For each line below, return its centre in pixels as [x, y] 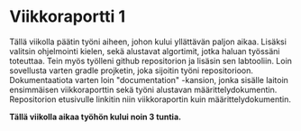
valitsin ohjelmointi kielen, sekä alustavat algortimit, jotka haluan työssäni [145, 51]
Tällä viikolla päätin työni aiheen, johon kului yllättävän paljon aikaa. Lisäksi [148, 42]
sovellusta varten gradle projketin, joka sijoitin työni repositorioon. [132, 70]
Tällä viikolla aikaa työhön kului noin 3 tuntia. [96, 117]
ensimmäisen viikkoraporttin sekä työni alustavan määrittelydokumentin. [143, 89]
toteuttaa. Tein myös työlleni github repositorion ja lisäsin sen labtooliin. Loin [151, 61]
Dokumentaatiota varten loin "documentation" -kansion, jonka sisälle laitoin [149, 80]
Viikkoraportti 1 [68, 17]
